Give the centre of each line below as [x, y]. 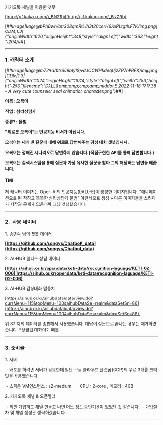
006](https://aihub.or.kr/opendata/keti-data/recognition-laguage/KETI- [80, 273]
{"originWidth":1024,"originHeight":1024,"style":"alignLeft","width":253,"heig [81, 81]
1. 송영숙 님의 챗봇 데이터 [29, 234]
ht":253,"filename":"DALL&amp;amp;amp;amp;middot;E [61, 86]
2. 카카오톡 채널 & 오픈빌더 [30, 396]
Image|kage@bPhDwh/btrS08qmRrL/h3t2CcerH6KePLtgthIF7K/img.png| [85, 26]
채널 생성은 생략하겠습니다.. [41, 413]
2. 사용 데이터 [21, 222]
